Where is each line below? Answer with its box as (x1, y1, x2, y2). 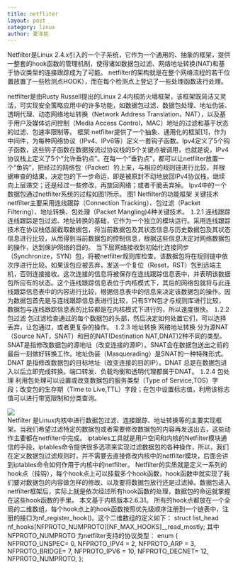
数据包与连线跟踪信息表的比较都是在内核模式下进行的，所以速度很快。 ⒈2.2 (7, 305, 230, 314)
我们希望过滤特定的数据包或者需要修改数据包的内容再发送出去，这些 (25, 425, 225, 434)
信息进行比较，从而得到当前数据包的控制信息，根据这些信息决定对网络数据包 (7, 234, 231, 243)
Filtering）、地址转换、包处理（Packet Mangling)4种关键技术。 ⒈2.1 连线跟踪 (7, 207, 231, 217)
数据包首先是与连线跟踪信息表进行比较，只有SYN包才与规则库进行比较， (13, 296, 225, 305)
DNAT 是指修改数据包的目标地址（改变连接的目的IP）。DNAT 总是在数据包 (7, 358, 221, 367)
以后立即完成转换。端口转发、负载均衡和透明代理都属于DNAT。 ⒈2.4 (13, 367, 216, 376)
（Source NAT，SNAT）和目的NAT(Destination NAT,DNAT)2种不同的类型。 (7, 331, 226, 341)
